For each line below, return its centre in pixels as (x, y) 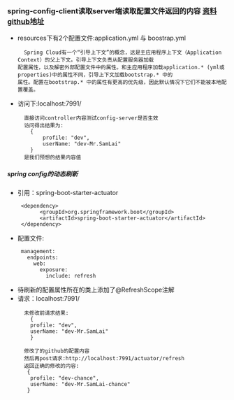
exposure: (54, 270)
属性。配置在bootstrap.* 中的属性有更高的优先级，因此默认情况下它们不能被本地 (119, 83)
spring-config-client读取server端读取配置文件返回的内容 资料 (112, 10)
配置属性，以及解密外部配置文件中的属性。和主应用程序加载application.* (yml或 (121, 68)
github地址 (26, 21)
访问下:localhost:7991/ (49, 103)
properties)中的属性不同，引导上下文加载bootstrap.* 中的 (95, 75)
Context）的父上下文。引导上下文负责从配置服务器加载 (86, 60)
